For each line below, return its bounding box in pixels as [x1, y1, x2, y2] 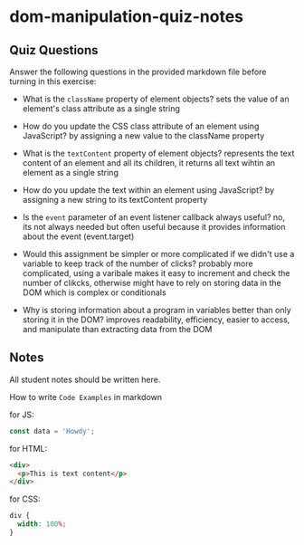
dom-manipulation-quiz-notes [9, 6, 244, 27]
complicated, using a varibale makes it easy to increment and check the [22, 268, 290, 278]
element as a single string [22, 167, 119, 177]
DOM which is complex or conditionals [22, 287, 166, 298]
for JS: [9, 409, 34, 420]
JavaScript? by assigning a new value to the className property [22, 130, 265, 141]
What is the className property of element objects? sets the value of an [22, 93, 290, 104]
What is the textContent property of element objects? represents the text [22, 148, 295, 158]
